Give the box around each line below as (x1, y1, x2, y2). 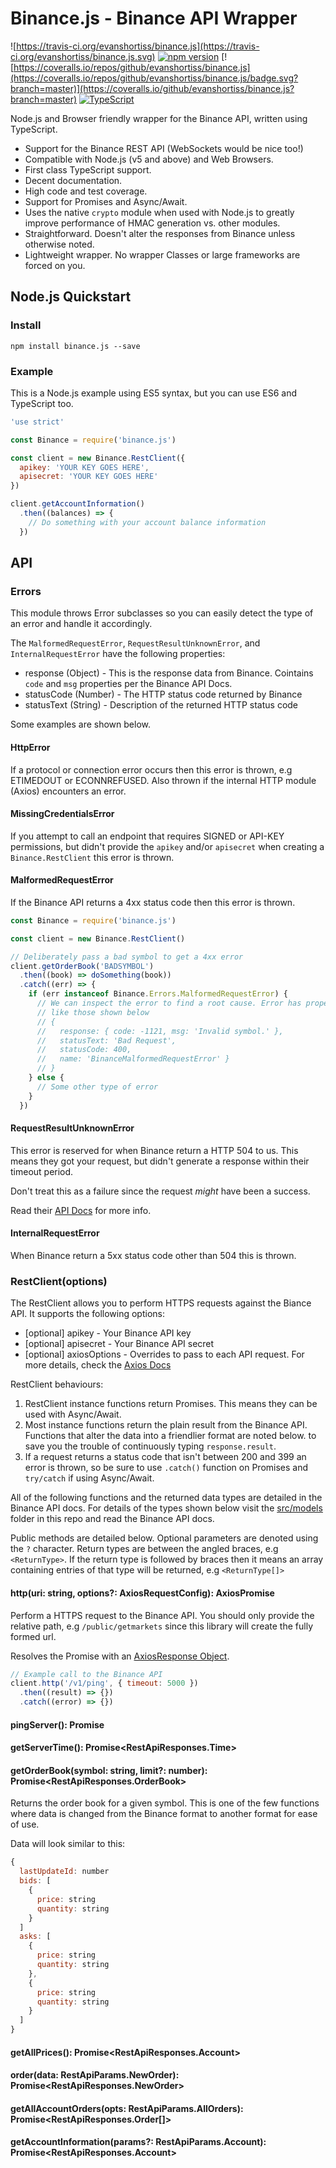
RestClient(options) (10, 1274, 108, 1288)
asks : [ (19, 1932, 52, 1942)
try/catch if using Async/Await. (24, 1472, 155, 1484)
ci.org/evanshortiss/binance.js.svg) (10, 50, 156, 62)
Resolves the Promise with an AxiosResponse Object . (10, 1650, 230, 1662)
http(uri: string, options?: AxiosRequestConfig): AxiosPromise (10, 1587, 275, 1599)
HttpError (10, 741, 51, 753)
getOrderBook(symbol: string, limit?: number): (10, 1764, 208, 1776)
